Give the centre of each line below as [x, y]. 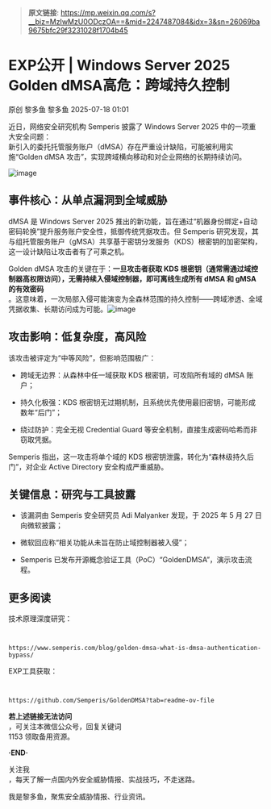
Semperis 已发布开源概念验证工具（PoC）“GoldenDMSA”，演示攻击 [133, 560]
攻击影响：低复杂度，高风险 [77, 337]
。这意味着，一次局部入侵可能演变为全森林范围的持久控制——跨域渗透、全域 [135, 298]
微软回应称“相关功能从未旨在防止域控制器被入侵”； [104, 543]
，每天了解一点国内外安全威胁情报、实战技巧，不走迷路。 [104, 780]
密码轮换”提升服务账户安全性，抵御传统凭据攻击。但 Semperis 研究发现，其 [134, 231]
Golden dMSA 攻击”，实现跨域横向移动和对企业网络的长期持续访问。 [133, 156]
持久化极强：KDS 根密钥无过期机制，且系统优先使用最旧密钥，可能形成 [138, 402]
